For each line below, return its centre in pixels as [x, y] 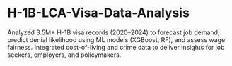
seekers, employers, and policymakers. [64, 55]
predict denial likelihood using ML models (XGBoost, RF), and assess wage [116, 39]
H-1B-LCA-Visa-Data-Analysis [98, 13]
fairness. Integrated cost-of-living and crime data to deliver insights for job [116, 47]
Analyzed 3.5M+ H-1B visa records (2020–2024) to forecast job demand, [114, 32]
